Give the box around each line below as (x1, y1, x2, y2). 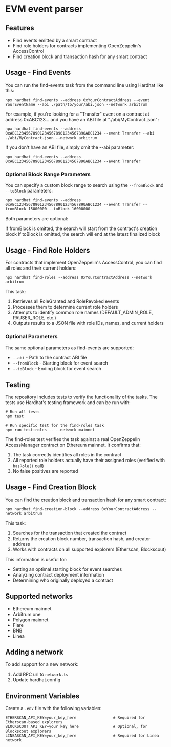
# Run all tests (5, 409, 40, 415)
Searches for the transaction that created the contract (12, 530, 127, 536)
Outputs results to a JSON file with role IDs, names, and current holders (12, 320, 164, 326)
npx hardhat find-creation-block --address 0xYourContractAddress (5, 506, 150, 511)
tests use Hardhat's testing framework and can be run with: (5, 399, 131, 406)
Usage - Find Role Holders (5, 246, 91, 255)
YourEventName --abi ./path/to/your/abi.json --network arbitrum (5, 102, 147, 107)
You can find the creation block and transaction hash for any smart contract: (5, 496, 166, 503)
